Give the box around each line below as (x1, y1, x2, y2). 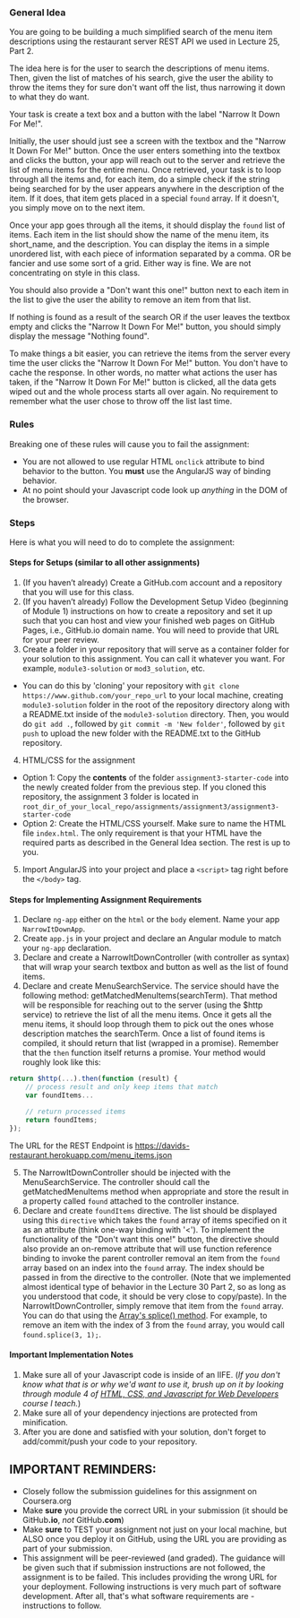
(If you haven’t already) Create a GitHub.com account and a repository (21, 577, 283, 588)
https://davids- (134, 1140, 190, 1151)
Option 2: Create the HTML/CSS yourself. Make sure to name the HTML (21, 818, 287, 829)
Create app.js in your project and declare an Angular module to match (21, 933, 282, 944)
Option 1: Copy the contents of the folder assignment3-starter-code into (21, 773, 289, 783)
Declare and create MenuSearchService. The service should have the (21, 981, 279, 991)
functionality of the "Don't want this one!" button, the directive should (21, 1233, 279, 1244)
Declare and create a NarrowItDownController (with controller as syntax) (21, 952, 290, 963)
